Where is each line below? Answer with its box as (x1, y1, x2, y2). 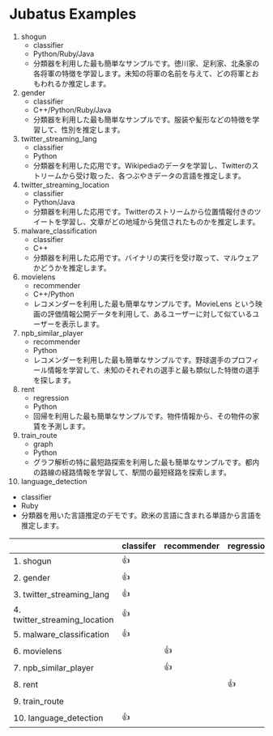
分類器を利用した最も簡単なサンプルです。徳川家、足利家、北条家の (32, 58, 260, 68)
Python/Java (32, 197, 75, 206)
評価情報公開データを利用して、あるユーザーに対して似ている (47, 308, 253, 318)
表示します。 (61, 319, 104, 329)
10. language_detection (13, 713, 104, 724)
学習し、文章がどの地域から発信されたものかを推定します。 (61, 216, 260, 227)
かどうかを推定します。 (32, 262, 112, 272)
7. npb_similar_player (13, 662, 94, 674)
